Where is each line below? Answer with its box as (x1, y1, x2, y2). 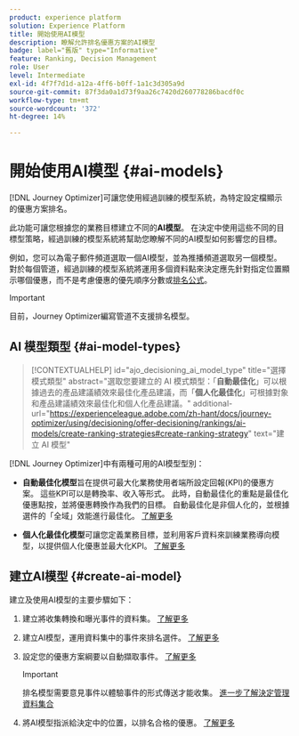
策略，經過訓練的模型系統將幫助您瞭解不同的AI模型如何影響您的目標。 (24, 233, 282, 245)
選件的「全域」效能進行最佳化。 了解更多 (21, 510, 174, 521)
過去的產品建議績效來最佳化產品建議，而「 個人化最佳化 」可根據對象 (38, 386, 289, 397)
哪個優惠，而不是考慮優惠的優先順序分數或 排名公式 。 (16, 275, 212, 286)
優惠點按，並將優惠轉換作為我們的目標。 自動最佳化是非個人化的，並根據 (21, 499, 290, 510)
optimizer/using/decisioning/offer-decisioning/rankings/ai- (30, 417, 246, 428)
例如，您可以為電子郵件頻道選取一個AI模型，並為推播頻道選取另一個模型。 (9, 253, 282, 263)
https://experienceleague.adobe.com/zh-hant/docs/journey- (49, 408, 272, 418)
